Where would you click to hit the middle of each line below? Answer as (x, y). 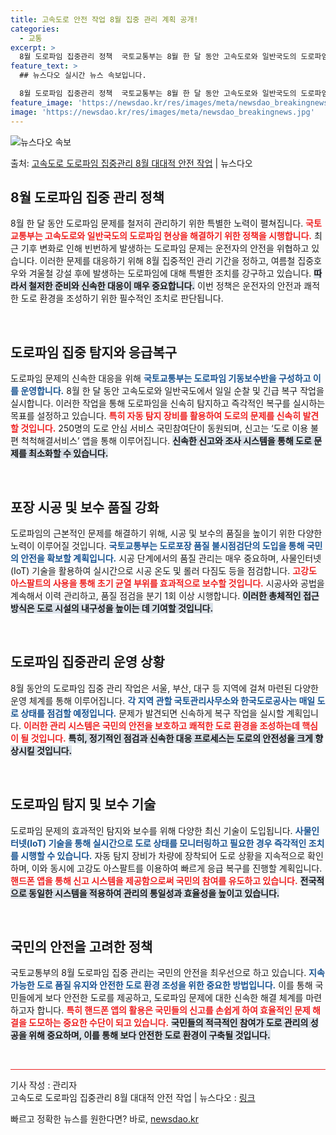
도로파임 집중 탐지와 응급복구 (94, 352)
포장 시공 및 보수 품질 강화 (85, 507)
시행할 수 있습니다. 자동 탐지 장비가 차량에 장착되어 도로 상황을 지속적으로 (163, 855)
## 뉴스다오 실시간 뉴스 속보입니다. (83, 76)
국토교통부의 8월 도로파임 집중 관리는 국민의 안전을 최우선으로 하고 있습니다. (158, 973)
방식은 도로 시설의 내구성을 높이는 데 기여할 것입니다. (112, 608)
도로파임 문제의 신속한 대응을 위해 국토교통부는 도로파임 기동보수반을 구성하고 (161, 378)
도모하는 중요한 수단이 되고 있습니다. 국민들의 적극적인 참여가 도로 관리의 (168, 1023)
